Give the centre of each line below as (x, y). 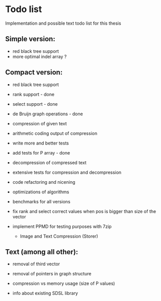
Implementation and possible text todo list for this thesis (63, 23)
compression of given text (39, 123)
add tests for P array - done (41, 153)
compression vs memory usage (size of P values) (64, 283)
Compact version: (34, 72)
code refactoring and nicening (44, 182)
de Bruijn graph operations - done (48, 114)
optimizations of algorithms (41, 192)
